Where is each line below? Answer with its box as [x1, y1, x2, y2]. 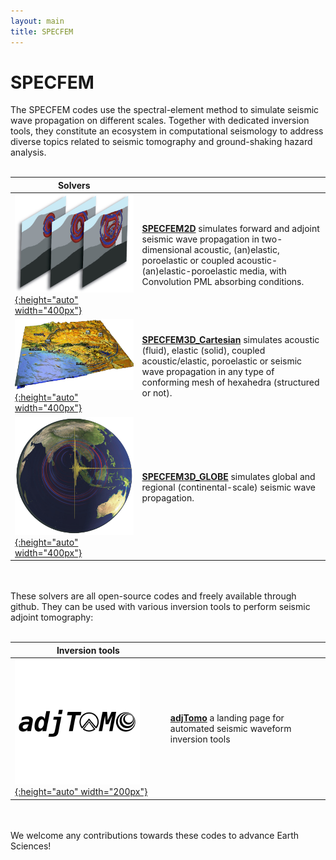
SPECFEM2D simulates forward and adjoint [141, 222, 320, 234]
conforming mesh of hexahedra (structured [141, 376, 320, 388]
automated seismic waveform [169, 722, 292, 734]
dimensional [141, 243, 192, 255]
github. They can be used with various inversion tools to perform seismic [10, 601, 311, 613]
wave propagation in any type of [141, 365, 275, 377]
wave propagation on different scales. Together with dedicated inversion [10, 115, 310, 127]
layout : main [10, 16, 65, 26]
